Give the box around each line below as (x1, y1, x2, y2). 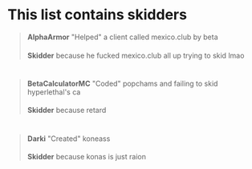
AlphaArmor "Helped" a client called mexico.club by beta (26, 32, 218, 42)
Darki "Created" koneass (26, 134, 111, 143)
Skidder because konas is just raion (26, 152, 146, 162)
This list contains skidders (7, 6, 188, 24)
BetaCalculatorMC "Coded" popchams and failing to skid (26, 78, 218, 88)
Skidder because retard (26, 106, 107, 115)
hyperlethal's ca (26, 87, 81, 97)
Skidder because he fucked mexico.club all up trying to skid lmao (26, 50, 245, 60)
